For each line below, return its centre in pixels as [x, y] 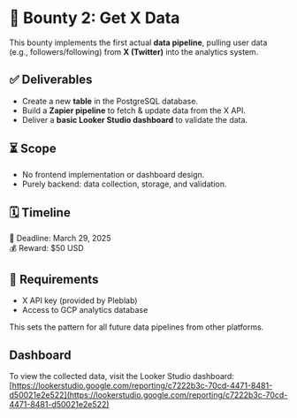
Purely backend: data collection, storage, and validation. [124, 184]
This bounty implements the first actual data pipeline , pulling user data [138, 42]
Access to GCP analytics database [85, 310]
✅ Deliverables [51, 80]
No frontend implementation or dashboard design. [113, 174]
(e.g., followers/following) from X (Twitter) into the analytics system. [134, 51]
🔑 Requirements [54, 279]
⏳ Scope [33, 149]
